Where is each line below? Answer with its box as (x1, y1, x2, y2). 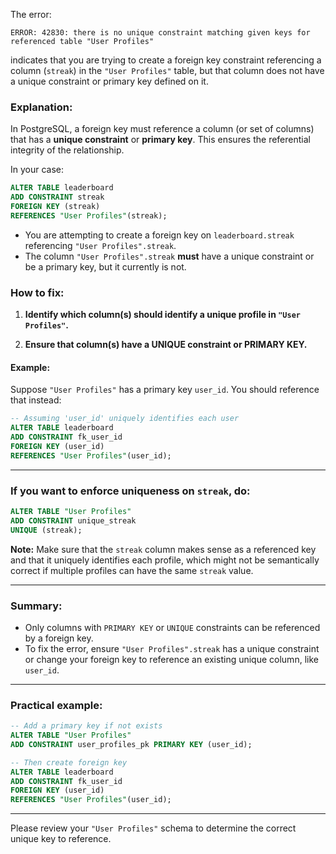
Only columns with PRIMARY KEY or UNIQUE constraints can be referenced (24, 621, 321, 633)
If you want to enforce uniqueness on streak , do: (10, 484, 251, 498)
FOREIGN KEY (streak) (10, 202, 101, 212)
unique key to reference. (10, 833, 112, 845)
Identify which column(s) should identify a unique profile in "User (24, 309, 301, 321)
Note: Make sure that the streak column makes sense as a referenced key (10, 543, 317, 555)
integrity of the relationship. (10, 144, 125, 156)
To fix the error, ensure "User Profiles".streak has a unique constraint (24, 642, 320, 654)
